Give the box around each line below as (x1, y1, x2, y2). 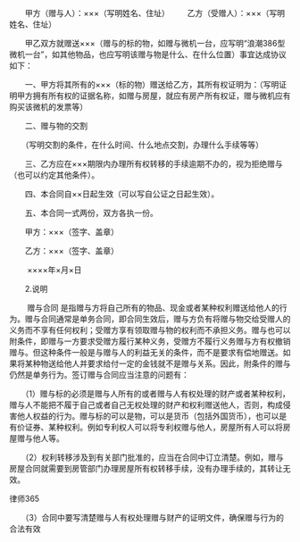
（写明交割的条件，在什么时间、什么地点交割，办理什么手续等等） (24, 139, 263, 150)
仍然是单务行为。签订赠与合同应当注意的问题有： (9, 370, 189, 379)
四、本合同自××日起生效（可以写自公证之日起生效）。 (24, 188, 220, 199)
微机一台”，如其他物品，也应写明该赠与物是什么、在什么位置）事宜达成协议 (9, 49, 287, 60)
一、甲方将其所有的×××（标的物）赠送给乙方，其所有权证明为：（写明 (24, 79, 279, 89)
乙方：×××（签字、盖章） (24, 246, 119, 256)
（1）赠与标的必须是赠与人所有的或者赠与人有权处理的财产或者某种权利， (24, 388, 290, 399)
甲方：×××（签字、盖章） (24, 227, 119, 237)
